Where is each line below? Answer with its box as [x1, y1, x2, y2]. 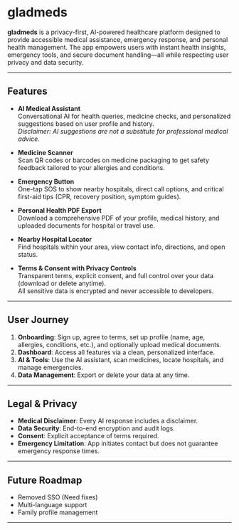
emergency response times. [17, 447, 100, 455]
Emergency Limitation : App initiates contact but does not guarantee [17, 439, 218, 448]
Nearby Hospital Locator [17, 235, 92, 243]
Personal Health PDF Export [17, 206, 102, 214]
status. [17, 250, 38, 258]
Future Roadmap [7, 474, 83, 486]
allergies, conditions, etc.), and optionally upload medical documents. [17, 340, 222, 349]
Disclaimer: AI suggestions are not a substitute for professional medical [17, 127, 228, 135]
